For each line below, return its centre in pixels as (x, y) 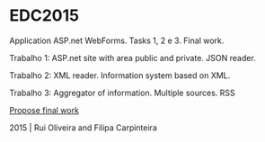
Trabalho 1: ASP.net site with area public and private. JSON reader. (132, 58)
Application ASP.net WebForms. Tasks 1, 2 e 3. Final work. (117, 40)
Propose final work (44, 110)
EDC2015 (44, 16)
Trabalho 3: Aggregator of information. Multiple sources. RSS (122, 93)
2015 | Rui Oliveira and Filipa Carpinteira (83, 128)
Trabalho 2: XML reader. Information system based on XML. (120, 75)
